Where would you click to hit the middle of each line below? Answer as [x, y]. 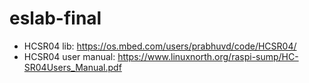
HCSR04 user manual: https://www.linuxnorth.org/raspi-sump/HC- [161, 56]
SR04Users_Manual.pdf [72, 67]
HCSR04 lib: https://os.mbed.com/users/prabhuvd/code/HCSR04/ [160, 46]
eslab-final [55, 18]
